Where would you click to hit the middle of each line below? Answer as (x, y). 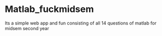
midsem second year (27, 28)
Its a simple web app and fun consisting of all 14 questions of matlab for (81, 23)
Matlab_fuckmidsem (49, 9)
